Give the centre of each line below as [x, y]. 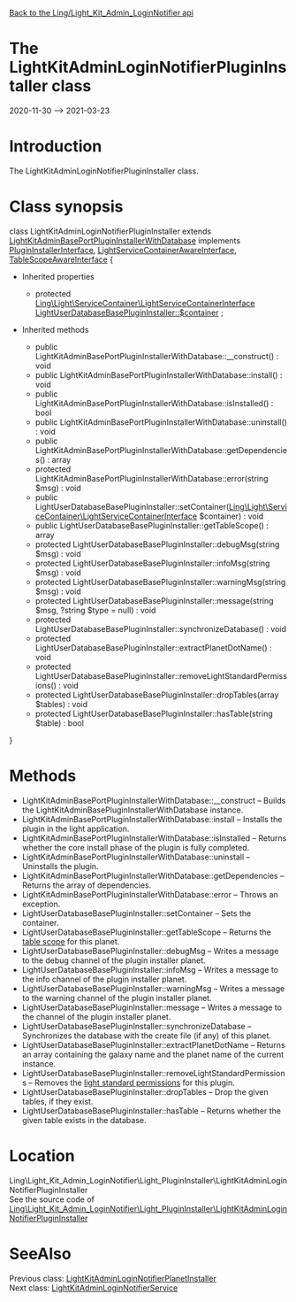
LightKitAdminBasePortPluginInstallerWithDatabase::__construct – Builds [154, 800]
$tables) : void [61, 704]
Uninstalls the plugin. [60, 866]
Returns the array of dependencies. [87, 885]
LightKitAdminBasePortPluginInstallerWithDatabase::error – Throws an [150, 894]
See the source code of [52, 1199]
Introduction [56, 146]
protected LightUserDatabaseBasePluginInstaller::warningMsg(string [160, 582]
